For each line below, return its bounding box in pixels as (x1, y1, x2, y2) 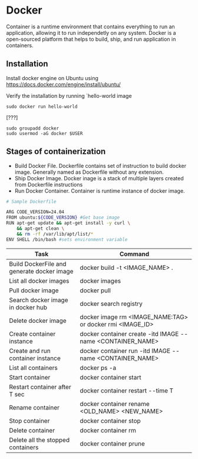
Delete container (9, 426, 55, 434)
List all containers (9, 364, 58, 372)
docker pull (80, 286, 111, 295)
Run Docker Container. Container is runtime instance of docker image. (14, 187, 185, 194)
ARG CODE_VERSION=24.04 (6, 209, 65, 215)
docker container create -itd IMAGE (80, 329, 179, 338)
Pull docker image (9, 286, 59, 295)
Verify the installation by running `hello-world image (6, 92, 132, 99)
